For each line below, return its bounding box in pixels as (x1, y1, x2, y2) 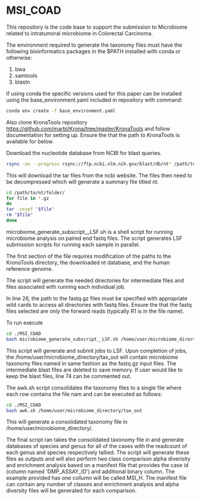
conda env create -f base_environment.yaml (6, 108, 116, 114)
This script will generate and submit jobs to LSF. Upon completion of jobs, (6, 347, 187, 354)
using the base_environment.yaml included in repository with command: (6, 96, 183, 103)
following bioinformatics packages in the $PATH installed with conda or (6, 47, 181, 54)
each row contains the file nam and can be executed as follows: (6, 390, 162, 398)
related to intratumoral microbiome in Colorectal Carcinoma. (6, 29, 153, 36)
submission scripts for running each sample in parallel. (6, 240, 140, 248)
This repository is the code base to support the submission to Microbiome (6, 23, 187, 31)
